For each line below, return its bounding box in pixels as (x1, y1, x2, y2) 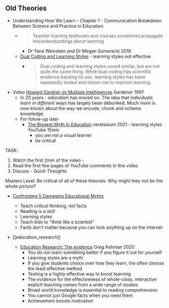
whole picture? (5, 183, 36, 189)
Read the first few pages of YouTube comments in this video (12, 162, 138, 169)
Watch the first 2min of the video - (12, 157, 84, 163)
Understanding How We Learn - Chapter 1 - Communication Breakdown (12, 17, 162, 23)
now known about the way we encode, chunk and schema (20, 105, 141, 111)
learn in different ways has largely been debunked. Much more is (20, 100, 155, 106)
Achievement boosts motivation (27, 297, 94, 303)
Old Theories (5, 4, 47, 13)
